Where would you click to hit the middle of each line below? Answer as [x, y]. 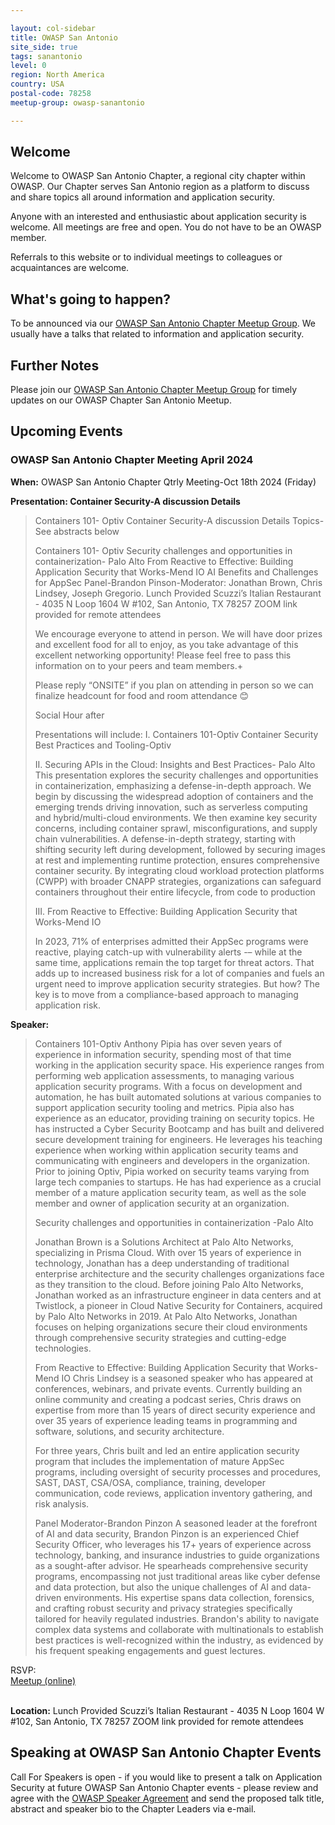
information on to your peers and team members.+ [138, 665]
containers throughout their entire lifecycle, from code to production [175, 892]
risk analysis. [62, 1503]
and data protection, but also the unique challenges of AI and [160, 1587]
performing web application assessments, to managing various [164, 1075]
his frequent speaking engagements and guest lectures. [150, 1650]
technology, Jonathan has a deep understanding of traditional [162, 1263]
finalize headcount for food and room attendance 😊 [142, 695]
